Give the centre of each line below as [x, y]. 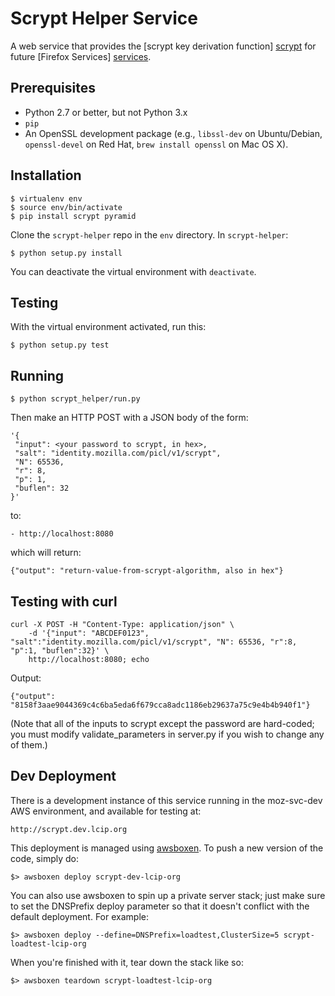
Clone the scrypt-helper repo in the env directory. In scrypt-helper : [149, 234]
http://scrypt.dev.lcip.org [69, 829]
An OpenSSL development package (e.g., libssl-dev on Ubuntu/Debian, [173, 133]
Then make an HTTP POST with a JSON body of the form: [129, 418]
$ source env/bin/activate [66, 207]
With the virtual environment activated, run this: [108, 327]
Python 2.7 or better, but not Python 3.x [106, 112]
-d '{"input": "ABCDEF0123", [89, 633]
